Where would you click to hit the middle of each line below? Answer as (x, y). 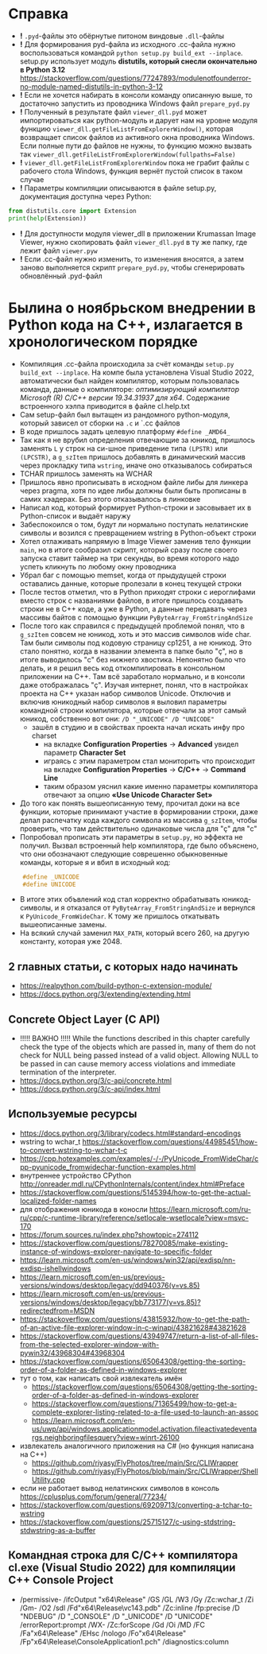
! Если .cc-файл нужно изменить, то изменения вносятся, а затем (132, 258)
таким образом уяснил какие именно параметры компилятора (151, 786)
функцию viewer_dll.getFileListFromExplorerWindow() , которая (126, 129)
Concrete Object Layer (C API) (84, 1019)
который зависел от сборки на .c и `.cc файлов (100, 423)
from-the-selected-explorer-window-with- (89, 1344)
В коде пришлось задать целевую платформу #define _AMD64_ (125, 431)
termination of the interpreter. (68, 1072)
